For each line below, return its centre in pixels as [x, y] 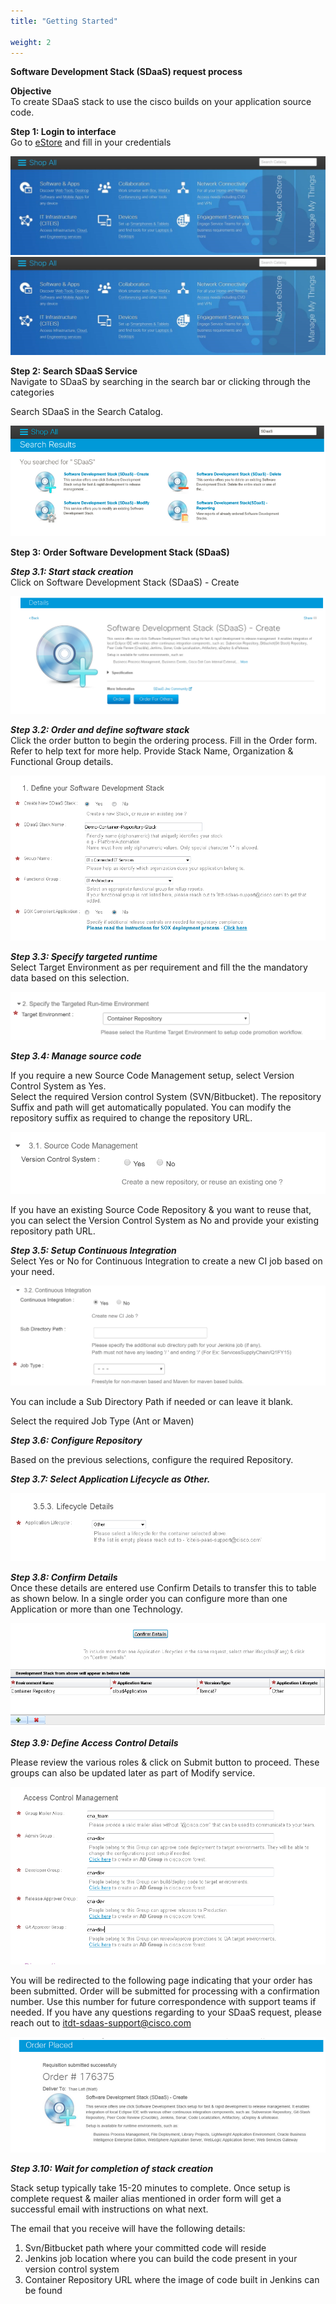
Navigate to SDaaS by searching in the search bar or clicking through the [160, 382]
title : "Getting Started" [64, 21]
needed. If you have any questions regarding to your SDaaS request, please [166, 2012]
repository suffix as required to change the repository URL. [131, 1117]
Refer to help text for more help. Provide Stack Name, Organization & [152, 751]
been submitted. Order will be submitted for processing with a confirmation [165, 1991]
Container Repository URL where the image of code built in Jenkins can [172, 2279]
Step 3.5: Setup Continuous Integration [93, 1251]
